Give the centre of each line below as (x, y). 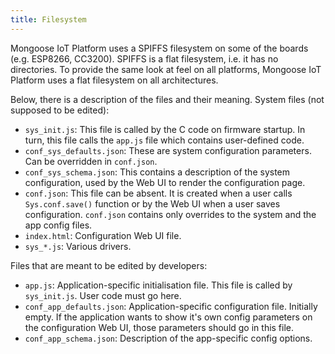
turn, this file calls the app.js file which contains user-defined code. (164, 140)
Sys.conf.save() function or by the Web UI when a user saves (152, 203)
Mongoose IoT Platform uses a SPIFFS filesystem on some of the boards (159, 48)
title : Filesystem (48, 19)
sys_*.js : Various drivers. (78, 246)
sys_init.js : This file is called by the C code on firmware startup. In (165, 129)
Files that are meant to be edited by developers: (109, 265)
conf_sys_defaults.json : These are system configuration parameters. (168, 150)
